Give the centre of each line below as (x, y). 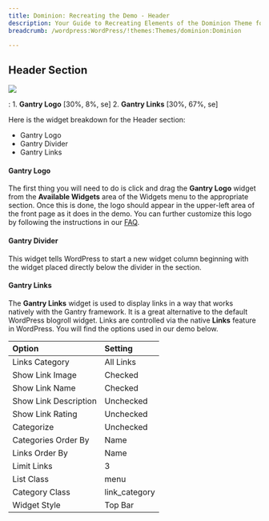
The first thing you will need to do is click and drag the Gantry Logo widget (132, 188)
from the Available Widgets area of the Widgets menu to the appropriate (128, 197)
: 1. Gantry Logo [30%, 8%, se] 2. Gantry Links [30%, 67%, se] (113, 104)
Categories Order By (51, 439)
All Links (120, 362)
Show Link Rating (45, 414)
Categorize (33, 427)
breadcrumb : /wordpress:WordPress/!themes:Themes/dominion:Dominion (125, 30)
